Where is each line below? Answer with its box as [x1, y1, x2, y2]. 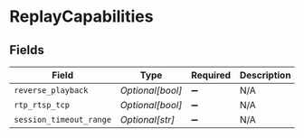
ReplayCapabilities [9, 6, 154, 27]
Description [239, 69, 291, 81]
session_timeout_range [14, 115, 111, 124]
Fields [9, 42, 45, 58]
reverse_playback [14, 86, 89, 96]
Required [191, 69, 232, 81]
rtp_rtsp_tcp [14, 100, 71, 110]
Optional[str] [119, 114, 176, 125]
